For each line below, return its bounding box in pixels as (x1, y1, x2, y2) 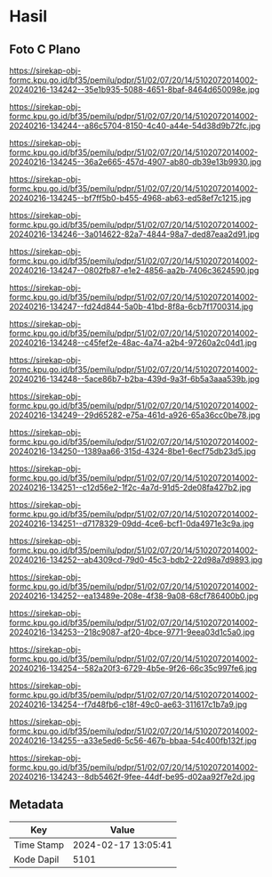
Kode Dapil (13, 853, 60, 865)
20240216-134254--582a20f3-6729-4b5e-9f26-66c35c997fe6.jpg (9, 663, 258, 673)
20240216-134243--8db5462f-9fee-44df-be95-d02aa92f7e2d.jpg (9, 772, 256, 782)
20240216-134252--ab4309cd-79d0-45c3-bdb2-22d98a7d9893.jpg (9, 555, 263, 564)
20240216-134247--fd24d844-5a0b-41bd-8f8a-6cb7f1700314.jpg (9, 301, 253, 312)
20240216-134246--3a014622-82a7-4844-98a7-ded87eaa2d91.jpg (9, 229, 260, 240)
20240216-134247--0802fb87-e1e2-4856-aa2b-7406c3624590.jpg (9, 265, 260, 275)
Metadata (9, 797, 64, 812)
